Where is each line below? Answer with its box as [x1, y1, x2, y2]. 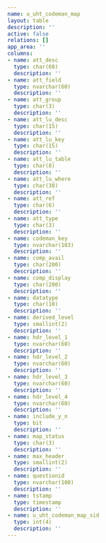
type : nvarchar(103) [13, 241, 74, 248]
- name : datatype [7, 294, 59, 302]
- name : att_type [7, 215, 59, 222]
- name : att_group [7, 97, 61, 104]
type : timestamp [13, 498, 61, 506]
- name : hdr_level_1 [7, 334, 69, 341]
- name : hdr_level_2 [7, 353, 69, 361]
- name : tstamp [7, 492, 52, 499]
